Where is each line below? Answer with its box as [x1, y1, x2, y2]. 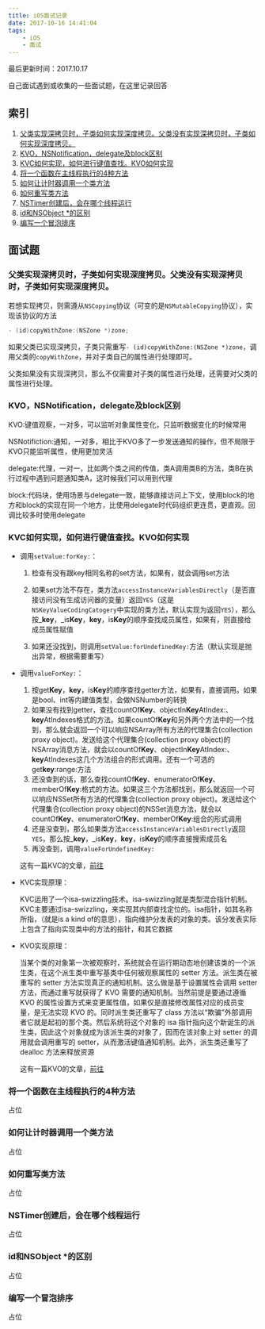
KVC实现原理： [19, 878, 70, 887]
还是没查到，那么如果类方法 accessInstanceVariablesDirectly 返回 [31, 824, 246, 834]
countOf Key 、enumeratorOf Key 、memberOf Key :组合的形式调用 [31, 814, 243, 824]
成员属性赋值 [31, 624, 74, 635]
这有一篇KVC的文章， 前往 [19, 861, 104, 870]
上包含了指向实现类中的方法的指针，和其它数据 [19, 924, 172, 934]
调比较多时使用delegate [8, 509, 85, 520]
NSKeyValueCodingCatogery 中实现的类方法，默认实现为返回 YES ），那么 [31, 605, 256, 615]
